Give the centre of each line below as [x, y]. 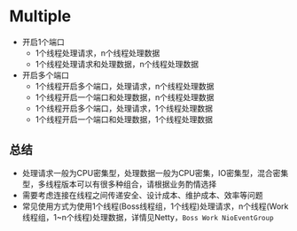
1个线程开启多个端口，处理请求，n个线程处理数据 [125, 86]
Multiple [40, 16]
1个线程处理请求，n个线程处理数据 [98, 53]
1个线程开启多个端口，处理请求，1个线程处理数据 [124, 108]
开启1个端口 [43, 42]
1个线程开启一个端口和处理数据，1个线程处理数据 [124, 119]
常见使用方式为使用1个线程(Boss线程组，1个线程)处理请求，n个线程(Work [155, 206]
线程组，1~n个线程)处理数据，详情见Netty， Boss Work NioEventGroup [148, 217]
